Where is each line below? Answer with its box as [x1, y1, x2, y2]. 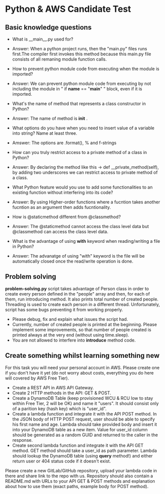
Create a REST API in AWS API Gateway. [12, 384, 94, 390]
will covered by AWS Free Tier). [5, 375, 69, 381]
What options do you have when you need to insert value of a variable [12, 125, 155, 131]
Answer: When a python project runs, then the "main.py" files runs [12, 46, 147, 51]
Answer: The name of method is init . [12, 115, 88, 121]
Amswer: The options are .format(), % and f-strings [12, 140, 117, 146]
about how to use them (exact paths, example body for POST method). [5, 483, 149, 489]
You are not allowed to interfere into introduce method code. [12, 337, 136, 343]
